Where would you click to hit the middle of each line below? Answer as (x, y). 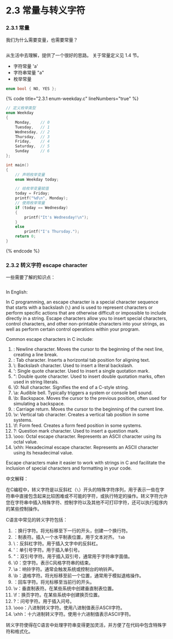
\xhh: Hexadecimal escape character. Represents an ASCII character (86, 448)
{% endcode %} (23, 251)
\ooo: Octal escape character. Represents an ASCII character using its (87, 436)
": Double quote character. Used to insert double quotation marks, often (89, 376)
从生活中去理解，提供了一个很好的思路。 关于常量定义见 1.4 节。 (74, 55)
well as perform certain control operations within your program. (73, 330)
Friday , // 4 (33, 142)
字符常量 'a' (25, 66)
